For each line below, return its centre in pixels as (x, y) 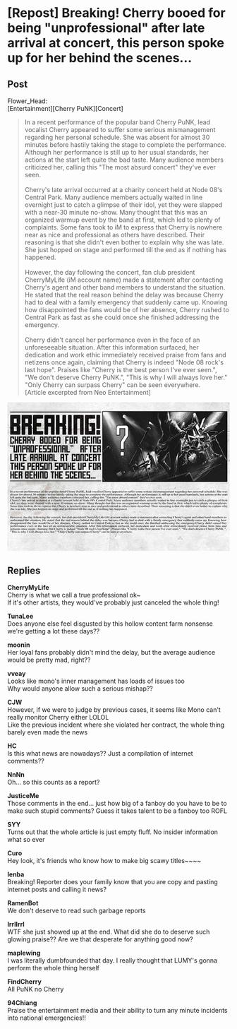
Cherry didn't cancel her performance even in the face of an (112, 340)
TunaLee (20, 617)
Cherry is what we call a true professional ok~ (74, 595)
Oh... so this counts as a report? (54, 783)
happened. (40, 257)
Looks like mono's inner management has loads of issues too (96, 681)
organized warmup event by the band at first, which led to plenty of (122, 220)
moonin (19, 645)
